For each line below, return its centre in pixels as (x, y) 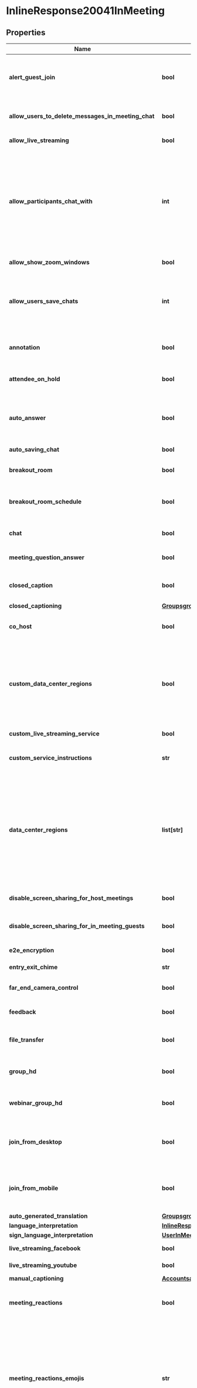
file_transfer (26, 1040)
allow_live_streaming (39, 140)
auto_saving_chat (34, 449)
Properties (26, 33)
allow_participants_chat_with (51, 201)
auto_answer (28, 418)
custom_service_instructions (51, 758)
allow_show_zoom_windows (49, 262)
